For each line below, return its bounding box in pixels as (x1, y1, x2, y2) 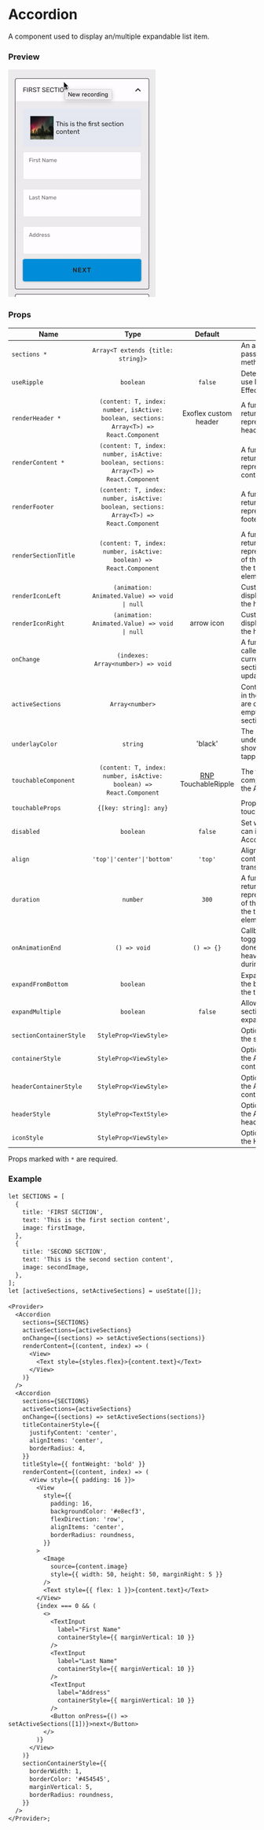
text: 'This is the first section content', (22, 1216, 170, 1224)
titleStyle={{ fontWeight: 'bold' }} (22, 1460, 146, 1468)
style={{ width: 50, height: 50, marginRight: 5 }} (49, 1570, 223, 1578)
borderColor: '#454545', (28, 1775, 111, 1783)
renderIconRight (11, 620, 65, 628)
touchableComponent (11, 776, 75, 784)
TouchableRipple (180, 780, 234, 789)
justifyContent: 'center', (28, 1428, 118, 1436)
